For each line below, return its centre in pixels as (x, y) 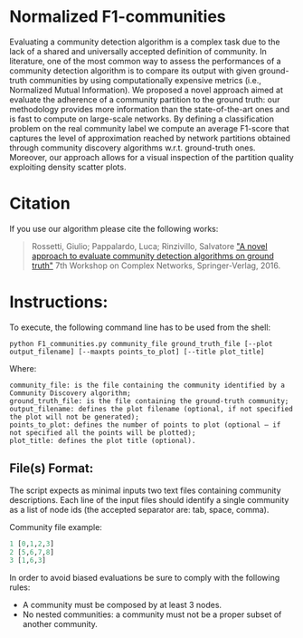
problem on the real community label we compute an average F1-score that (149, 128)
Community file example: (56, 527)
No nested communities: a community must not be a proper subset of (152, 614)
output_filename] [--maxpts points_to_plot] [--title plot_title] (137, 352)
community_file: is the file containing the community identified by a (147, 385)
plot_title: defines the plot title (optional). (103, 440)
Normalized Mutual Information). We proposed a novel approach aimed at (146, 90)
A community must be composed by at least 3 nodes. (122, 605)
